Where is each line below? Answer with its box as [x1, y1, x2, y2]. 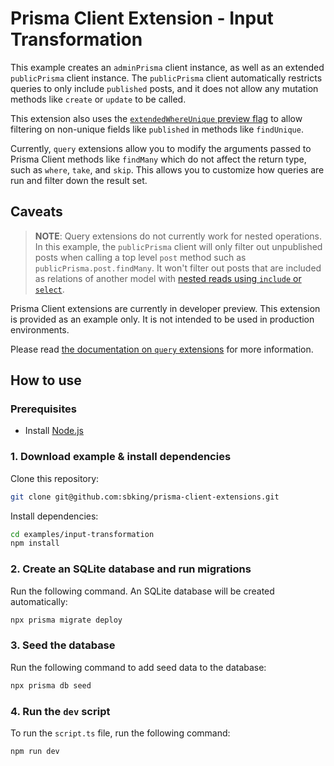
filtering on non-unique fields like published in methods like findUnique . [10, 123, 304, 135]
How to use [10, 372, 82, 389]
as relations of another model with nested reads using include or [34, 272, 302, 284]
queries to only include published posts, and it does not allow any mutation [10, 82, 319, 94]
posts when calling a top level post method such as [34, 251, 247, 263]
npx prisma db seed [10, 680, 92, 691]
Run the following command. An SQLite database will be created [10, 585, 275, 597]
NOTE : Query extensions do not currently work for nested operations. [34, 230, 323, 242]
